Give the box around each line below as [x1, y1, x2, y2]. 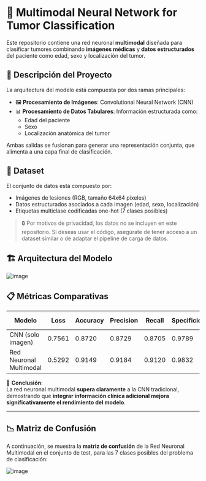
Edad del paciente [24, 116, 71, 123]
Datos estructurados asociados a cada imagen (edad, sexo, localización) [15, 200, 199, 208]
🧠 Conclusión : [6, 379, 43, 386]
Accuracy [75, 316, 104, 325]
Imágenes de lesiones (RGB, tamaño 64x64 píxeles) [15, 194, 147, 201]
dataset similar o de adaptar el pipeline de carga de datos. [21, 235, 169, 242]
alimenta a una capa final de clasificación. [6, 147, 112, 155]
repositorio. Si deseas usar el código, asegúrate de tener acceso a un [21, 228, 197, 235]
